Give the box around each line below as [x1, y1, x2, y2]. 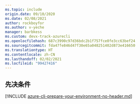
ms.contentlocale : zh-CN [5, 52, 55, 57]
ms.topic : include [5, 7, 42, 12]
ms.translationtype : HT [5, 47, 53, 52]
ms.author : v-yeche [5, 25, 45, 30]
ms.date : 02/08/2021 [5, 16, 47, 21]
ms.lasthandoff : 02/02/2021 [5, 57, 62, 61]
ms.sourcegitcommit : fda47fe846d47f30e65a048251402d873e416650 [5, 43, 136, 48]
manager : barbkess [5, 30, 42, 34]
